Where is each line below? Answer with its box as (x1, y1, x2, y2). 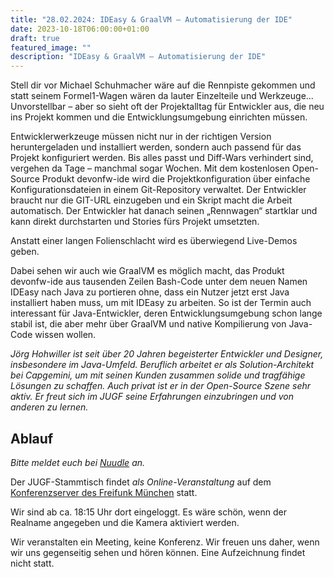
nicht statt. (10, 557, 55, 569)
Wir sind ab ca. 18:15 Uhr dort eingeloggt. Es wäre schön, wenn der (10, 506, 287, 518)
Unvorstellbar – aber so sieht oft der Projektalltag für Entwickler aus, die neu (10, 101, 325, 113)
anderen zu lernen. (10, 401, 89, 413)
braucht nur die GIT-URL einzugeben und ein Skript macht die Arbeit (10, 194, 293, 206)
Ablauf (10, 430, 54, 447)
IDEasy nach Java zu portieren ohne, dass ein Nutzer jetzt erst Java (10, 286, 290, 298)
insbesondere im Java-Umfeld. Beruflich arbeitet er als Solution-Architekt (10, 359, 315, 371)
